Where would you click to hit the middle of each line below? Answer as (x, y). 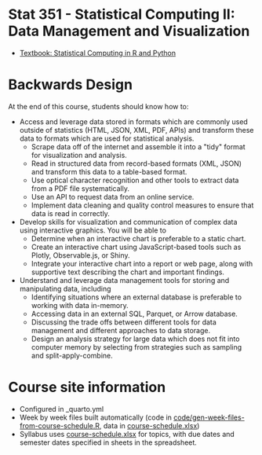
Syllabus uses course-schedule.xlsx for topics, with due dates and (127, 434)
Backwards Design (71, 85)
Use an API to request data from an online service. (113, 196)
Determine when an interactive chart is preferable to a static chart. (138, 238)
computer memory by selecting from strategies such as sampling (136, 347)
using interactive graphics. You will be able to (93, 230)
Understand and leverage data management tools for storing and (124, 280)
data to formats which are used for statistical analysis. (107, 138)
